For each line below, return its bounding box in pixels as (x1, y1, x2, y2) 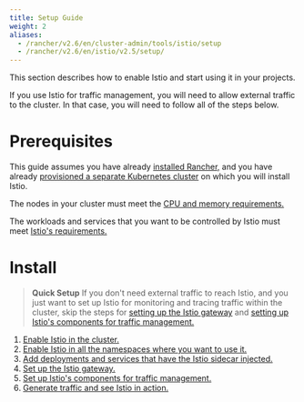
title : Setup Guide (9, 13, 84, 23)
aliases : (9, 30, 43, 39)
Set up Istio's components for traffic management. (22, 373, 212, 383)
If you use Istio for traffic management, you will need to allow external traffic (9, 90, 296, 101)
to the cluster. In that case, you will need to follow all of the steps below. (9, 99, 279, 110)
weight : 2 (9, 22, 47, 31)
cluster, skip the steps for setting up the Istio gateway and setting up (31, 307, 289, 317)
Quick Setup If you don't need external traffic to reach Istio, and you (31, 287, 289, 298)
